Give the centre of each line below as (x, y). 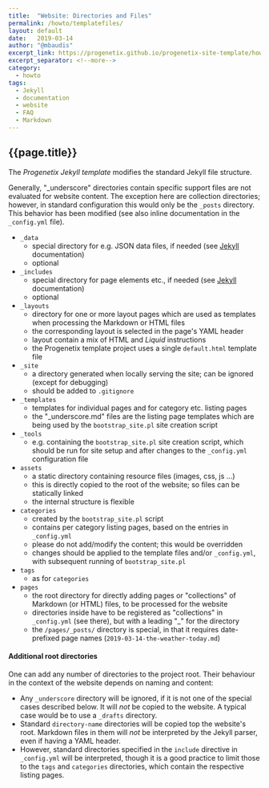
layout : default (35, 30)
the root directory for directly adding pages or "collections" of (134, 595)
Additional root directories (53, 656)
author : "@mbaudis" (41, 46)
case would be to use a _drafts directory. (88, 715)
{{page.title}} (43, 153)
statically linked (58, 493)
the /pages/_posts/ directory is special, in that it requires (125, 629)
